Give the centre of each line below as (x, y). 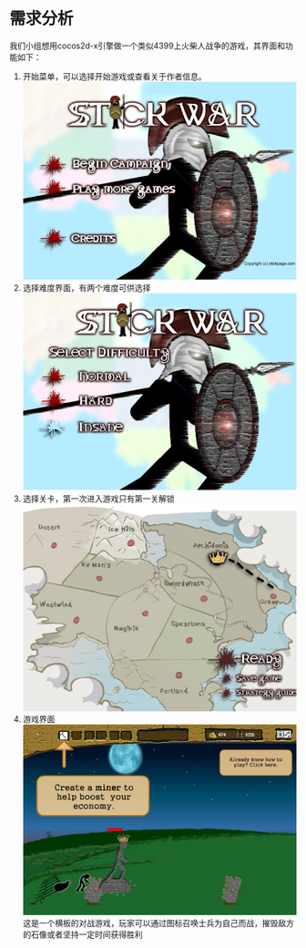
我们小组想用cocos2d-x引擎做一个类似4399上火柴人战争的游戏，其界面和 (148, 46)
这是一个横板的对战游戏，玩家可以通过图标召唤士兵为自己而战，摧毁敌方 (158, 922)
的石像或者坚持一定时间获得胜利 (82, 934)
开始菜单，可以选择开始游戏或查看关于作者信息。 (114, 76)
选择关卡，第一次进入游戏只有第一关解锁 (98, 499)
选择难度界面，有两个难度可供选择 (87, 287)
